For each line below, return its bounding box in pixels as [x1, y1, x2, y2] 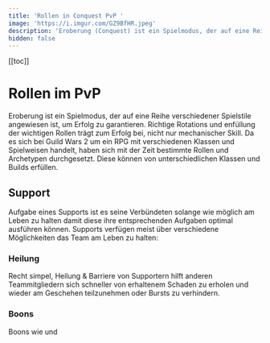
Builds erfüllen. [8, 163, 59, 172]
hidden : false [8, 34, 56, 43]
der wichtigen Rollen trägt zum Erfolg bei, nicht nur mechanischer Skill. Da [8, 128, 255, 138]
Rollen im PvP [8, 85, 102, 103]
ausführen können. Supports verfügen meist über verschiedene [8, 225, 219, 233]
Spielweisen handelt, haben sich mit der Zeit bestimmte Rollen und [8, 146, 229, 155]
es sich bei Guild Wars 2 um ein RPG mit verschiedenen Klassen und [8, 137, 235, 147]
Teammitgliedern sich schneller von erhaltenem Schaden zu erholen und [8, 279, 249, 290]
